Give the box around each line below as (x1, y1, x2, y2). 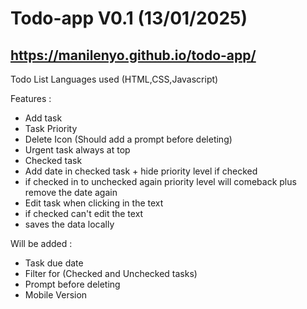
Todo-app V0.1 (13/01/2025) (10, 7, 248, 30)
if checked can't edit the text (24, 208, 144, 219)
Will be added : (10, 238, 73, 249)
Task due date (24, 257, 84, 269)
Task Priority (24, 123, 78, 134)
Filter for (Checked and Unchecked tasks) (24, 268, 198, 279)
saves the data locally (24, 218, 115, 230)
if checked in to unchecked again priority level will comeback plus (24, 176, 297, 187)
